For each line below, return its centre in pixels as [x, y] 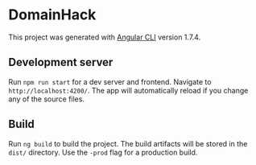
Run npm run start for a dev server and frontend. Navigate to [110, 81]
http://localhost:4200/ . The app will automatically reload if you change [128, 90]
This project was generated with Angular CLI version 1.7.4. [105, 37]
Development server [61, 62]
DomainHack [52, 15]
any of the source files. [46, 99]
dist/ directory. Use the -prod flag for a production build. [103, 152]
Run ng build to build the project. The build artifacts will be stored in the [128, 143]
